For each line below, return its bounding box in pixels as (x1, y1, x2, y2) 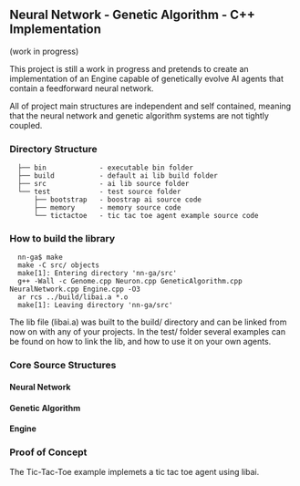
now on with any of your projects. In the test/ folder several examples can (9, 326, 285, 337)
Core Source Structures (9, 359, 117, 372)
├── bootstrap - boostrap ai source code (33, 195, 202, 204)
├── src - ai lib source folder (17, 180, 190, 189)
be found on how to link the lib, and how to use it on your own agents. (9, 336, 272, 347)
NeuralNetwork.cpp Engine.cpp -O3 (9, 284, 141, 295)
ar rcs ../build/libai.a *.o (17, 293, 129, 302)
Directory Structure (9, 142, 98, 155)
